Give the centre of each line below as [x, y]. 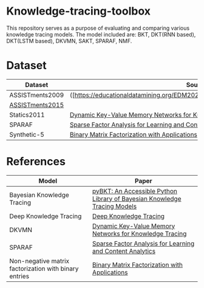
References [36, 162]
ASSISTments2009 [37, 95]
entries [19, 276]
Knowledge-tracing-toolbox [78, 11]
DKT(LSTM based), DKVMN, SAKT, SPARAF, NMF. [69, 41]
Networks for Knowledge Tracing [139, 233]
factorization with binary [44, 269]
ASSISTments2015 [37, 105]
